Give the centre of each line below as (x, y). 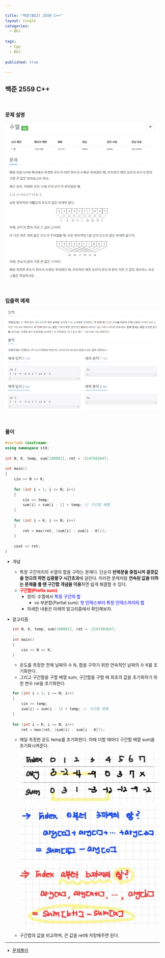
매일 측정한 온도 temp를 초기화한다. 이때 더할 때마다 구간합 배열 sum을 (87, 739)
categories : (17, 26)
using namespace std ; (27, 448)
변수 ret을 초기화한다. (45, 684)
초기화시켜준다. (34, 746)
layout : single (21, 21)
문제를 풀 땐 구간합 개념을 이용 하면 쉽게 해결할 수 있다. (76, 584)
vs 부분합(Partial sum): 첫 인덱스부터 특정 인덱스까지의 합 (89, 603)
